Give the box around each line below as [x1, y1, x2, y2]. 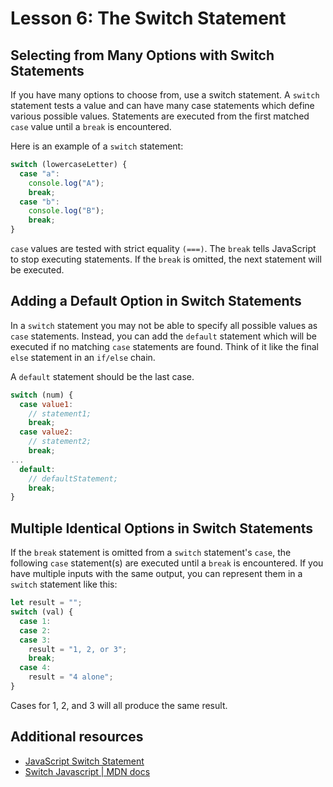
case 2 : [19, 625, 52, 636]
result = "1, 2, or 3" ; [28, 644, 128, 654]
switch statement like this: [10, 578, 118, 591]
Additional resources [10, 728, 144, 746]
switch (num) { [10, 390, 74, 400]
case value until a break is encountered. [10, 121, 172, 132]
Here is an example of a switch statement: [10, 140, 184, 152]
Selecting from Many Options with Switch [10, 47, 275, 64]
